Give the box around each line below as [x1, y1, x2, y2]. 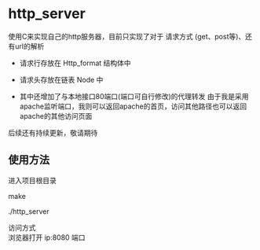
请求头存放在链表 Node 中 [19, 75, 104, 84]
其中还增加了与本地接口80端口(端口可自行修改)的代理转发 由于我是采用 [19, 91, 249, 101]
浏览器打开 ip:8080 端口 [8, 233, 86, 242]
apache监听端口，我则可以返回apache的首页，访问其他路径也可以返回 [19, 101, 247, 111]
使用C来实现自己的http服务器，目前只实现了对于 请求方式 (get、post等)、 [8, 31, 246, 41]
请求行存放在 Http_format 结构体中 [19, 58, 131, 68]
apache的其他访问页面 [19, 111, 93, 120]
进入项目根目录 [8, 175, 57, 185]
